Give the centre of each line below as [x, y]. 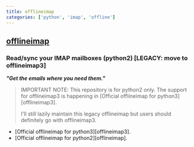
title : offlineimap [30, 12]
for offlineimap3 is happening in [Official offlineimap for [88, 96]
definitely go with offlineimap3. [58, 120]
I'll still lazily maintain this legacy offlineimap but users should [96, 114]
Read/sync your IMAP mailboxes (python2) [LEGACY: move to [97, 58]
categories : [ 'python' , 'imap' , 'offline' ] [61, 17]
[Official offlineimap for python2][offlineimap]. [71, 138]
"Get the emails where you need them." [56, 78]
